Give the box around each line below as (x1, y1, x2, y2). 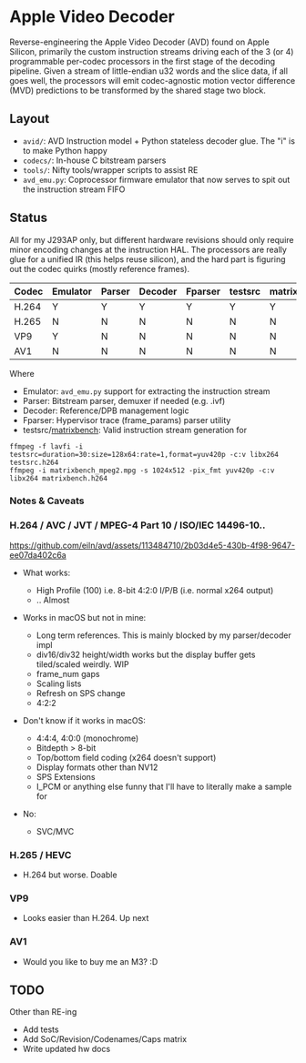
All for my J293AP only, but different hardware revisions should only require (9, 234, 294, 245)
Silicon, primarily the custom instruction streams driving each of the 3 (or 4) (9, 46, 294, 56)
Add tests (22, 1024, 59, 1035)
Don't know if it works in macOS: (22, 714, 146, 725)
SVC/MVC (36, 825, 75, 836)
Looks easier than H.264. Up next (22, 913, 149, 924)
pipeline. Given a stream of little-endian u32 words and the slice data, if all (9, 66, 289, 76)
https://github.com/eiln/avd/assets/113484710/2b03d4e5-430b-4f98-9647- (9, 540, 296, 551)
